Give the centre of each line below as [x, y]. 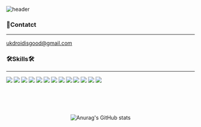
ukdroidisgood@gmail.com [39, 43]
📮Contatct [22, 24]
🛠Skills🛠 [20, 59]
